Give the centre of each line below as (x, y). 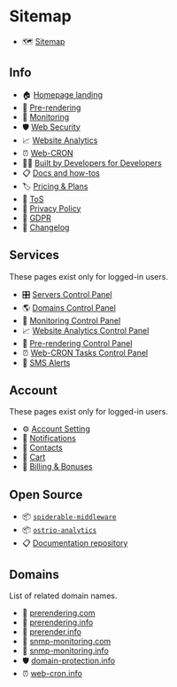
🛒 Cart (34, 457)
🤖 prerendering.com (58, 613)
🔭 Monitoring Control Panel (71, 320)
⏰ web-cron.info (52, 673)
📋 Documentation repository (75, 543)
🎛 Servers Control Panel (67, 294)
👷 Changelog (46, 227)
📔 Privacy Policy (51, 208)
